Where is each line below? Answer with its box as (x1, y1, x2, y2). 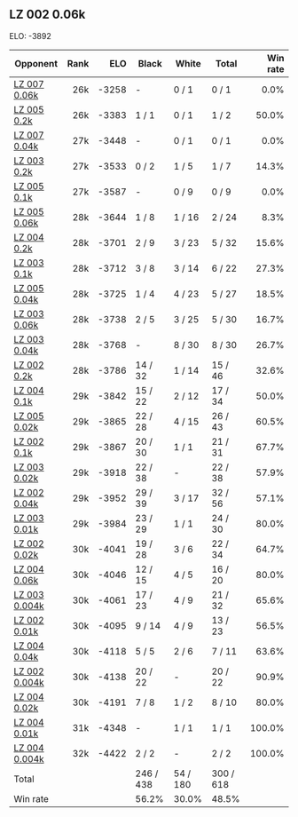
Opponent (14, 57, 59, 69)
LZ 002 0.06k (9, 7, 86, 22)
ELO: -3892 (9, 30, 51, 41)
